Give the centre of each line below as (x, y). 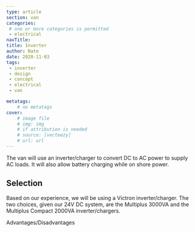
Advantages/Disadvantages (41, 222)
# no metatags (35, 107)
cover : (14, 112)
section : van (23, 18)
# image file (33, 118)
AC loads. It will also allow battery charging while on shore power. (88, 164)
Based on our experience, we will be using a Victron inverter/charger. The (97, 198)
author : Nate (23, 51)
